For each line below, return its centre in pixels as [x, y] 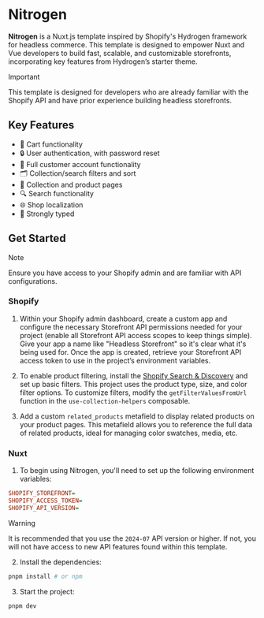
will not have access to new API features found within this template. [118, 546]
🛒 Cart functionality [51, 144]
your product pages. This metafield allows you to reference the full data [136, 424]
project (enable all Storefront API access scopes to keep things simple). [136, 335]
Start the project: [47, 591]
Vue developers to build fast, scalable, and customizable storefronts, [120, 53]
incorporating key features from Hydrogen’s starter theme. [103, 61]
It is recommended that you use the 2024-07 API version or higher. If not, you [132, 538]
